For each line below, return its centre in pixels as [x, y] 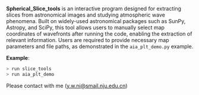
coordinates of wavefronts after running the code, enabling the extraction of [99, 34]
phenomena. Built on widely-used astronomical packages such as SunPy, [96, 21]
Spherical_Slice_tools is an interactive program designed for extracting [94, 9]
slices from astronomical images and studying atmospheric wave [86, 15]
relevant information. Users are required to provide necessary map [88, 40]
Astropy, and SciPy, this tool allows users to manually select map [86, 27]
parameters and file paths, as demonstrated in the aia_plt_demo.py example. [100, 46]
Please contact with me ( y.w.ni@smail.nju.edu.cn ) [67, 85]
